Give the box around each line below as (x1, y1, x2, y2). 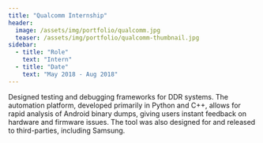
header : (8, 19, 34, 27)
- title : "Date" (15, 63, 69, 71)
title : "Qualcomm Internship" (8, 11, 108, 20)
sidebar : (8, 41, 37, 49)
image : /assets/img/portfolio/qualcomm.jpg (15, 26, 160, 34)
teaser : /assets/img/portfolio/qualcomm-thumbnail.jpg (15, 33, 200, 42)
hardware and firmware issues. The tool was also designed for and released (8, 117, 256, 126)
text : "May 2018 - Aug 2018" (22, 70, 118, 78)
